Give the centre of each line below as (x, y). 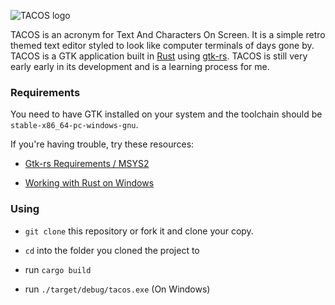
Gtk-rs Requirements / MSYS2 (87, 164)
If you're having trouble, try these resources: (102, 144)
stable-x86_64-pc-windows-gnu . (74, 125)
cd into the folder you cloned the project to (112, 250)
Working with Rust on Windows (89, 183)
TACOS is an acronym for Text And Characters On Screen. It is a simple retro (168, 34)
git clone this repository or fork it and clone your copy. (139, 231)
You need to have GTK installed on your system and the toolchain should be (166, 114)
